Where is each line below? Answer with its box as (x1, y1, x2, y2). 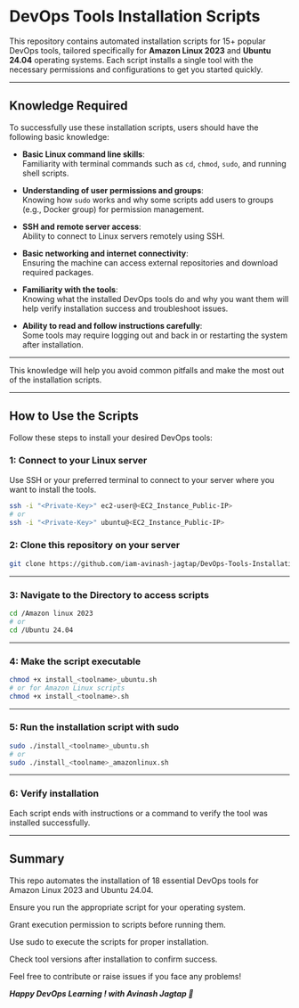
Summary (9, 851, 65, 866)
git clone (9, 559, 46, 568)
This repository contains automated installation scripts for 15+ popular (9, 36, 266, 46)
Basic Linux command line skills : (21, 149, 145, 160)
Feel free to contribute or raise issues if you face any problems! (9, 971, 242, 981)
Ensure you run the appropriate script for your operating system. (9, 902, 246, 913)
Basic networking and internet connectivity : (21, 248, 189, 258)
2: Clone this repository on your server (9, 539, 181, 552)
